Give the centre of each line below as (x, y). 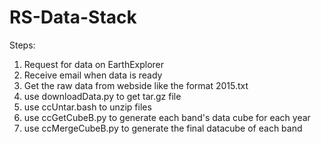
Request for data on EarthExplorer (94, 64)
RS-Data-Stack (73, 17)
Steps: (22, 45)
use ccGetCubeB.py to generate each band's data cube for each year (167, 117)
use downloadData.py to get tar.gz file (102, 96)
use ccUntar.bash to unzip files (87, 107)
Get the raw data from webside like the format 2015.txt (136, 85)
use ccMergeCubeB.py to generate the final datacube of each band (163, 128)
